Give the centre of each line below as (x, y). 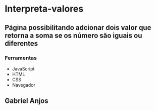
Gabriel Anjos (27, 101)
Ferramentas (21, 58)
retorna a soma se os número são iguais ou (73, 35)
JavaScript (23, 68)
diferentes (21, 43)
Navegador (24, 85)
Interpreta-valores (44, 9)
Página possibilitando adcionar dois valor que (78, 28)
